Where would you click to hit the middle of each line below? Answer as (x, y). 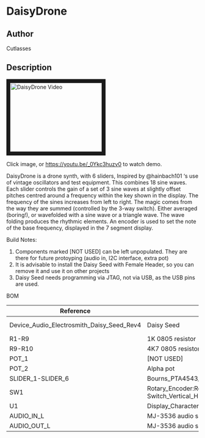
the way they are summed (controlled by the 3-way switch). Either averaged (102, 208)
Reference (75, 311)
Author (20, 34)
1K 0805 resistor (172, 338)
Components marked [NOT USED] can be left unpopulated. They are (101, 251)
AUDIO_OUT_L (30, 426)
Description (29, 68)
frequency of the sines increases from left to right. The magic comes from (99, 202)
